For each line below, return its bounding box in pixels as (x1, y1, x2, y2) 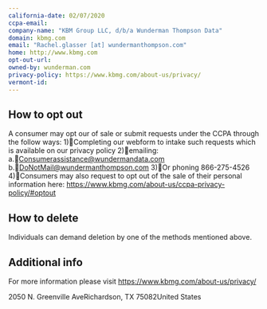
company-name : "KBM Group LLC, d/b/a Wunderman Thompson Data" (8, 26, 223, 34)
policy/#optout (8, 188, 57, 198)
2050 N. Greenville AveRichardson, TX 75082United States (8, 291, 202, 301)
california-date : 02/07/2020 (8, 11, 105, 20)
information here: (8, 180, 65, 190)
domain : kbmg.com (8, 33, 66, 42)
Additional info (8, 256, 84, 269)
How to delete (8, 211, 79, 225)
